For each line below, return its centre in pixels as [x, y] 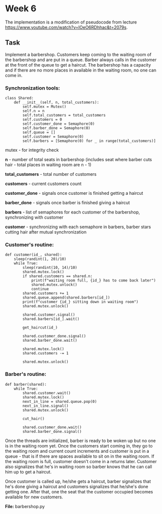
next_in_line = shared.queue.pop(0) [60, 401]
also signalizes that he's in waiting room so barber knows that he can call [79, 467]
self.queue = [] [39, 133]
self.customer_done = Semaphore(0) [59, 124]
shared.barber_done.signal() [52, 431]
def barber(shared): [26, 384]
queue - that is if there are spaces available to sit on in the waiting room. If [80, 456]
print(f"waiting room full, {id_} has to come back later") [93, 280]
